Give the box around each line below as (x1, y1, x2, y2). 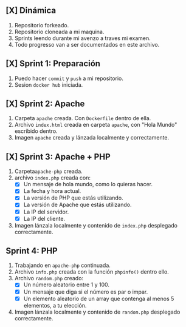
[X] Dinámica (5, 5, 57, 16)
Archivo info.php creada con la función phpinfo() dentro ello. (14, 268, 170, 275)
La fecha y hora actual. (23, 187, 81, 195)
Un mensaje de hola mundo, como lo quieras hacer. (23, 181, 153, 188)
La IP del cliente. (23, 215, 65, 222)
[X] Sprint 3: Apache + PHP (5, 152, 111, 162)
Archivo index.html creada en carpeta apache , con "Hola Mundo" (14, 121, 177, 129)
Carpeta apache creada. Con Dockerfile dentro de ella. (14, 115, 151, 122)
